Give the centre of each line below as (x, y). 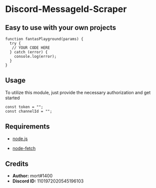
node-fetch (24, 148)
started (12, 98)
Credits (17, 164)
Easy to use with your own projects (61, 28)
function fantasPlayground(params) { (44, 39)
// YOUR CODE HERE (31, 48)
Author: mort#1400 (32, 176)
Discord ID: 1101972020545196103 (48, 181)
